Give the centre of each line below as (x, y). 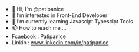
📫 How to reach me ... (39, 28)
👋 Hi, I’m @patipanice (38, 9)
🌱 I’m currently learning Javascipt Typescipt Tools (72, 21)
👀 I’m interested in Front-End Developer (59, 15)
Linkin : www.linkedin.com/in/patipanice (60, 43)
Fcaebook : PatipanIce (39, 36)
